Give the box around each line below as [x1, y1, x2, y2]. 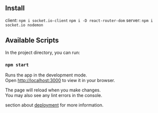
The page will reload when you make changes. [5, 87, 101, 93]
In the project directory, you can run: [5, 49, 80, 55]
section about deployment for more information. [5, 102, 104, 108]
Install [5, 4, 25, 12]
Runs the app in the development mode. [5, 72, 87, 78]
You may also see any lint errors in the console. [5, 92, 102, 98]
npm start [5, 62, 29, 67]
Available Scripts [5, 36, 59, 44]
